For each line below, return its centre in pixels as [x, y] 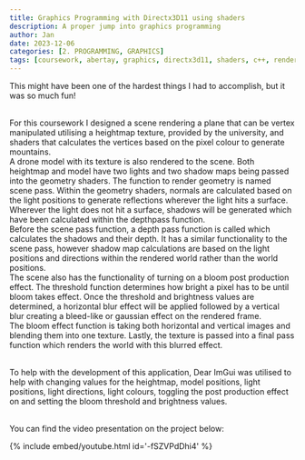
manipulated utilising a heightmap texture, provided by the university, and [147, 132]
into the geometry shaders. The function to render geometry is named [140, 181]
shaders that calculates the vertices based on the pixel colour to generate [147, 142]
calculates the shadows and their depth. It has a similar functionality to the [148, 239]
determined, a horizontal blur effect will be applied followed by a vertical [144, 306]
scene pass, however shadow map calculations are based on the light [140, 248]
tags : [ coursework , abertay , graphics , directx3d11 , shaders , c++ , [140, 60]
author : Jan [32, 35]
